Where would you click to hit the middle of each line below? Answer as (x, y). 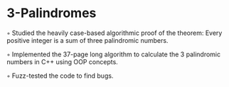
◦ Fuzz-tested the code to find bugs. (60, 76)
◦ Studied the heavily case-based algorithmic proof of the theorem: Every (114, 33)
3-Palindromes (52, 13)
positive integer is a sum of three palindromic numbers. (87, 40)
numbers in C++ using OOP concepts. (62, 61)
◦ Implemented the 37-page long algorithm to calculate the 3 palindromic (114, 54)
